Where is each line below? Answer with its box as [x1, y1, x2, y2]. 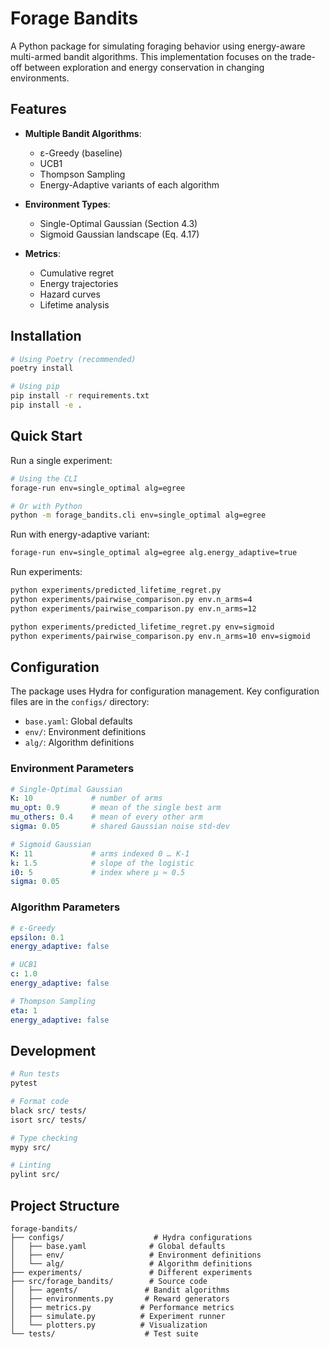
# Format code [10, 1097, 70, 1107]
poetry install [10, 363, 74, 374]
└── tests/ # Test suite [10, 1329, 199, 1339]
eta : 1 [10, 1005, 38, 1016]
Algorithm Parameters [10, 900, 121, 914]
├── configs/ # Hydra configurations [10, 1233, 253, 1243]
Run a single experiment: [10, 454, 113, 466]
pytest [10, 1078, 38, 1089]
